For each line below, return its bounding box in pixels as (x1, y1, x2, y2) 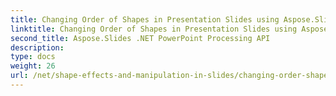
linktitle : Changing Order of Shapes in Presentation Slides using (10, 24, 298, 34)
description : (10, 42, 65, 53)
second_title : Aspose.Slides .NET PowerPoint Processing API (10, 33, 271, 43)
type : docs (10, 52, 56, 62)
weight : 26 (10, 61, 56, 71)
